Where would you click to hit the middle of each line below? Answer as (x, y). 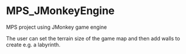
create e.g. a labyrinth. (33, 45)
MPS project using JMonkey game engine (57, 27)
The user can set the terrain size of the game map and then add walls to (93, 38)
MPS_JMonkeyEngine (60, 11)
